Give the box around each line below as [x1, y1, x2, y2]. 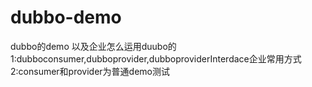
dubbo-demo [10, 6, 122, 29]
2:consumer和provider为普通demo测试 [10, 65, 170, 77]
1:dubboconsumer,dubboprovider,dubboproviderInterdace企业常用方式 [10, 52, 302, 65]
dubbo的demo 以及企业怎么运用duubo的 [10, 40, 177, 52]
